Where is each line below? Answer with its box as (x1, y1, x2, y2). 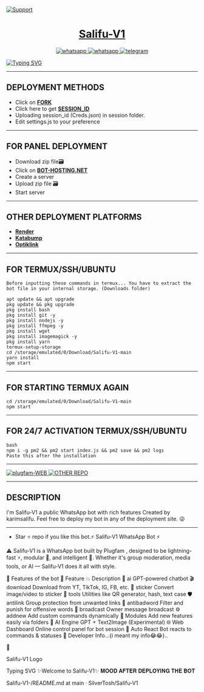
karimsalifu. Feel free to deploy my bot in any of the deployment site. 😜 (6, 515, 185, 522)
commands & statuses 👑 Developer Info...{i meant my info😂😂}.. (6, 632, 168, 639)
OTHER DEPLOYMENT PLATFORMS (6, 212, 142, 222)
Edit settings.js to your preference (15, 118, 100, 125)
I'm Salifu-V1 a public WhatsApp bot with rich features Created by (6, 508, 171, 516)
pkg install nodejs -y (6, 317, 64, 324)
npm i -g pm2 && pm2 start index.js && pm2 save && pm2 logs (6, 447, 165, 454)
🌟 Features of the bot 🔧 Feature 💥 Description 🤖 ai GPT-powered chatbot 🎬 (6, 575, 194, 582)
